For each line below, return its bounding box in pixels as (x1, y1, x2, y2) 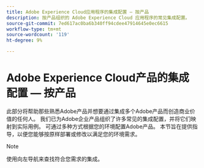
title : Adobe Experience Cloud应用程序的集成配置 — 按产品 (6, 9, 149, 15)
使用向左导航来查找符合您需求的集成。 (6, 155, 103, 163)
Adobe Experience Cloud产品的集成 (6, 71, 190, 85)
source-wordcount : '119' (6, 32, 70, 38)
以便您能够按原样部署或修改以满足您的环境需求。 (17, 130, 141, 137)
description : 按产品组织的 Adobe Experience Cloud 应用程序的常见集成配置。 (6, 15, 190, 21)
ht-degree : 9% (6, 37, 43, 43)
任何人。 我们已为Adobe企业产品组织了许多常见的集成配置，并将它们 (17, 115, 191, 122)
